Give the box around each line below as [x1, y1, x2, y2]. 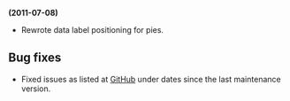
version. [20, 83, 51, 94]
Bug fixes [8, 50, 62, 66]
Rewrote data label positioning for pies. [20, 25, 164, 35]
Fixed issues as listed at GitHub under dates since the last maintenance [20, 74, 281, 84]
